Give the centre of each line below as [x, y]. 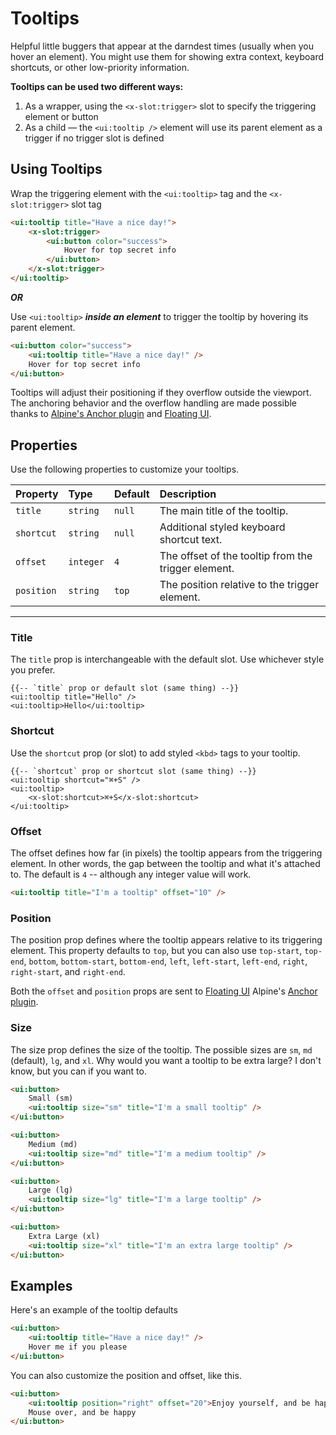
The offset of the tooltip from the [236, 556]
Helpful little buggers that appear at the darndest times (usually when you [162, 46]
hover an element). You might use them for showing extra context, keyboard [167, 56]
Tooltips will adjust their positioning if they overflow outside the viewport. [161, 393]
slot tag [86, 204]
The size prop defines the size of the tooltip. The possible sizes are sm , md [161, 1049]
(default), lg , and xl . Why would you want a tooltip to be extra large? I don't [166, 1060]
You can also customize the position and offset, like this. [126, 1375]
